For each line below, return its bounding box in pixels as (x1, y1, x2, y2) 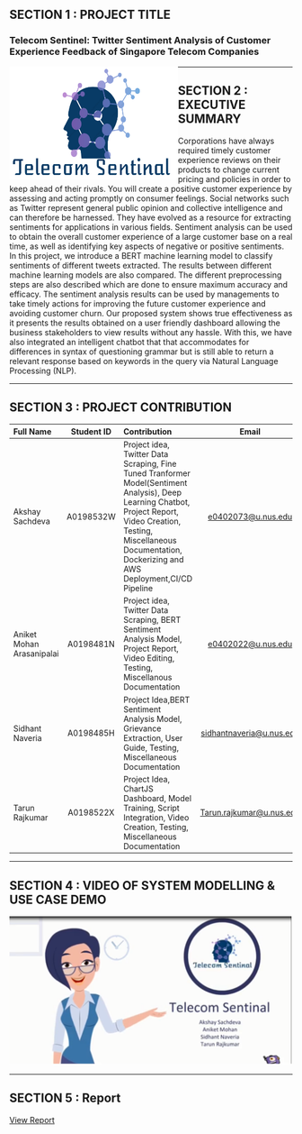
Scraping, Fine (122, 459, 177, 470)
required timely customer (178, 144, 271, 156)
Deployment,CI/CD (122, 573, 193, 584)
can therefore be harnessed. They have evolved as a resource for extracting (9, 212, 292, 223)
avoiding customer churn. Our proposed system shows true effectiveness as (9, 307, 293, 318)
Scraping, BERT (122, 615, 182, 626)
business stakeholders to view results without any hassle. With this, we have (9, 326, 292, 337)
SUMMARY (178, 112, 242, 127)
